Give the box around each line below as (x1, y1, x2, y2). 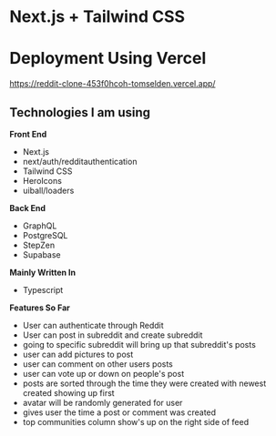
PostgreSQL (22, 229, 68, 240)
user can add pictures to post (22, 349, 134, 360)
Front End (9, 128, 47, 139)
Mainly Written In (9, 267, 76, 278)
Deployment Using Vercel (9, 48, 207, 69)
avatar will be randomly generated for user (22, 397, 183, 408)
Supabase (22, 248, 61, 260)
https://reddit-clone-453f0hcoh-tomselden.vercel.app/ (9, 78, 216, 89)
